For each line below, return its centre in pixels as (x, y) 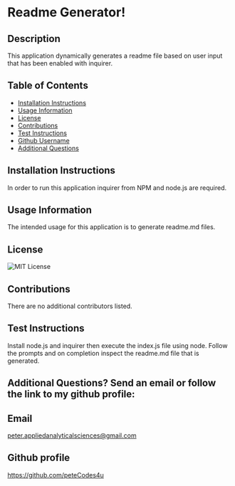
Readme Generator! (67, 12)
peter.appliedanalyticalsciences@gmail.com (72, 435)
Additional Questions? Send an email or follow (112, 383)
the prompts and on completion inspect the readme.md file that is (103, 353)
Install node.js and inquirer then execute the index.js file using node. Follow (117, 345)
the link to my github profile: (71, 395)
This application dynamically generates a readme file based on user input (115, 56)
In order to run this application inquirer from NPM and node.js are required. (117, 187)
